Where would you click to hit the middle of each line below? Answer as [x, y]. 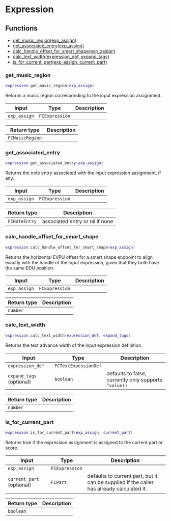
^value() [117, 385]
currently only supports [135, 379]
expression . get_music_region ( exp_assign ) [50, 86]
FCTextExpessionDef [78, 366]
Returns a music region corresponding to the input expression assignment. [83, 96]
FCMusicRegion [25, 138]
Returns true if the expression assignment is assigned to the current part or [84, 442]
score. [12, 448]
